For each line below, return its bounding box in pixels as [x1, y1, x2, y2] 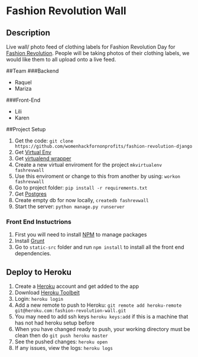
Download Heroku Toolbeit [14, 289, 80, 296]
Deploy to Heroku [6, 267, 72, 277]
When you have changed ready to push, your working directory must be [14, 326, 190, 333]
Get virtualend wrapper [14, 155, 72, 162]
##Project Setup [6, 126, 46, 132]
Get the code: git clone [14, 137, 74, 144]
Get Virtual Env [14, 149, 51, 155]
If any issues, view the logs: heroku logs [14, 345, 113, 352]
